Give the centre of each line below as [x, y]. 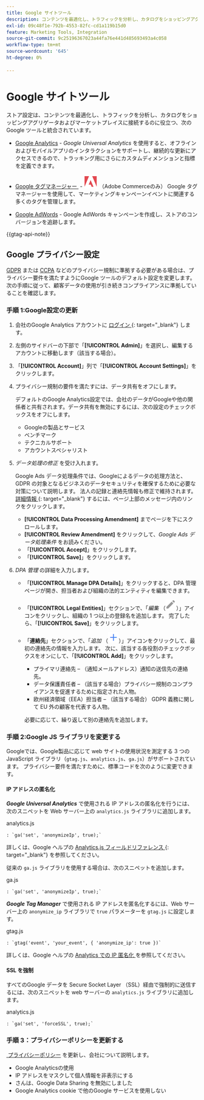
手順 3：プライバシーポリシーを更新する [65, 1040]
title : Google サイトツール [39, 13]
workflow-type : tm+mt [34, 45]
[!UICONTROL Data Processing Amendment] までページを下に [103, 519]
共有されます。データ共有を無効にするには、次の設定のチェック [111, 406]
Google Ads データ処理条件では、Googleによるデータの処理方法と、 [100, 476]
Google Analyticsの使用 [44, 1068]
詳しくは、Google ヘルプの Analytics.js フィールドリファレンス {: [88, 847]
